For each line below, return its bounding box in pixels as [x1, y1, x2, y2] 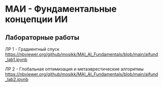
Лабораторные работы [5, 33, 80, 42]
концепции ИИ [5, 14, 68, 25]
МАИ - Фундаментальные [5, 3, 117, 15]
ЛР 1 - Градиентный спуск [5, 46, 60, 52]
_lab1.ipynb [5, 57, 28, 62]
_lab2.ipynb [5, 77, 28, 82]
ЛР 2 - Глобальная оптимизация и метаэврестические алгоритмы [5, 66, 144, 72]
